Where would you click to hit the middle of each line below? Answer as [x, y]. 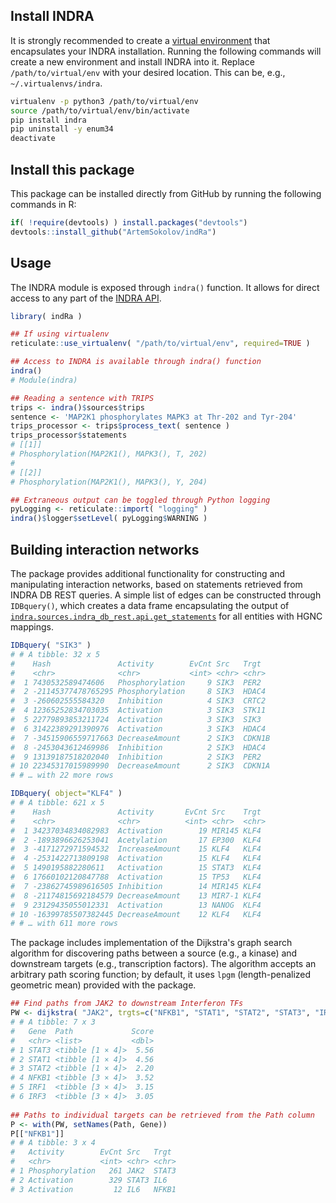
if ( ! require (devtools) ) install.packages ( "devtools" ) [129, 223]
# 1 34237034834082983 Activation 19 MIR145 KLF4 [136, 830]
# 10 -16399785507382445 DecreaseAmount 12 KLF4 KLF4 [136, 914]
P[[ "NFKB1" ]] [37, 1134]
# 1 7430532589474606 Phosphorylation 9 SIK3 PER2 [136, 682]
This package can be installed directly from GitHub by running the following [166, 193]
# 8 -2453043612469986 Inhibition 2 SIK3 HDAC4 [138, 747]
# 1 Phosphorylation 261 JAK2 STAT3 [93, 1171]
